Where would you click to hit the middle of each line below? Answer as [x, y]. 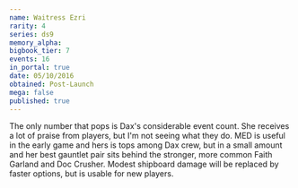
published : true [39, 101]
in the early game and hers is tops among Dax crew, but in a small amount [146, 145]
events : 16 [30, 59]
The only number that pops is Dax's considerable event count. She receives [149, 126]
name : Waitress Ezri [48, 17]
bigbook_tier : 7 [39, 51]
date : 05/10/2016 [42, 76]
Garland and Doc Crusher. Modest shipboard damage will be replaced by [145, 164]
